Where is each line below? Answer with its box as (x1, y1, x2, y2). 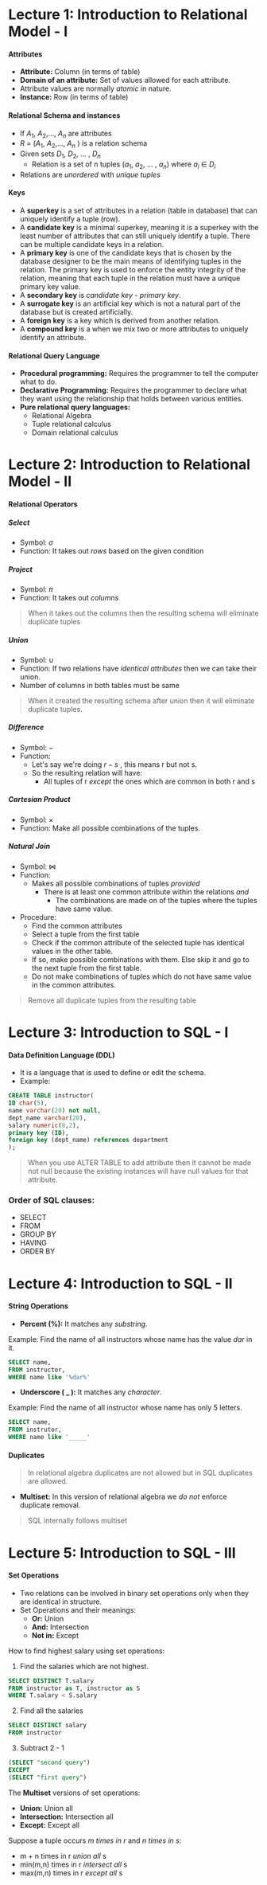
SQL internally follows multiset (27, 1515, 127, 1526)
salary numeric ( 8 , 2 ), (8, 1121, 80, 1129)
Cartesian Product (8, 795, 71, 804)
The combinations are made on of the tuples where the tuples (55, 895, 257, 905)
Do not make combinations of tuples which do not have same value (31, 972, 252, 981)
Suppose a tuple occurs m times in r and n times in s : (8, 1836, 182, 1845)
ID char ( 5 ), (8, 1099, 48, 1108)
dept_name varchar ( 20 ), (8, 1113, 87, 1122)
